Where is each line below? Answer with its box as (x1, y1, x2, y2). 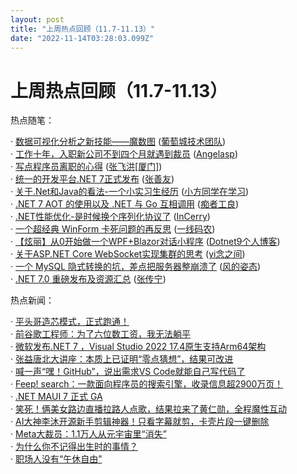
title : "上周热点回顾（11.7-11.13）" (10, 24, 156, 34)
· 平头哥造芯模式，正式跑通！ (10, 316, 130, 328)
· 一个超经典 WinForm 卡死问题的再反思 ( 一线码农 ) (10, 223, 216, 235)
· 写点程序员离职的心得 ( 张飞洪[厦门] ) (10, 161, 163, 173)
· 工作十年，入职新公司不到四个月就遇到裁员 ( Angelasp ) (10, 148, 239, 160)
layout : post (10, 14, 65, 25)
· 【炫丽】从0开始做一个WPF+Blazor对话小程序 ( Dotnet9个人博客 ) (10, 236, 281, 248)
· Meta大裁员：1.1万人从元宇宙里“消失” (10, 428, 167, 440)
